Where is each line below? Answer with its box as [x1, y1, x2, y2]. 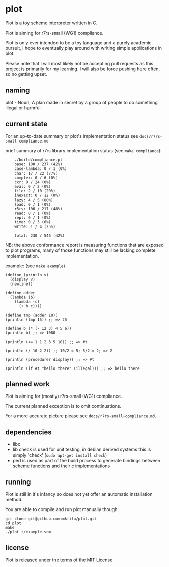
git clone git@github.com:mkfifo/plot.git [5, 516, 97, 521]
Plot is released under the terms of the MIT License [5, 557, 113, 563]
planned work [5, 380, 50, 388]
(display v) [10, 277, 36, 282]
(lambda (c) [14, 299, 40, 304]
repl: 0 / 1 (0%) [14, 215, 51, 220]
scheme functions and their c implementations [12, 463, 110, 469]
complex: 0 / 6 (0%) [14, 175, 58, 180]
